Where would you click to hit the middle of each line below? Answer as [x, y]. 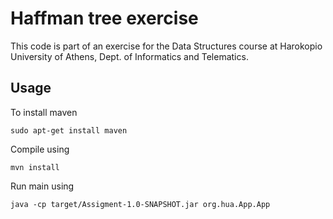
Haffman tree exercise [104, 18]
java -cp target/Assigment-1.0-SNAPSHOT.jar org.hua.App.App [140, 204]
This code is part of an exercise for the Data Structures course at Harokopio [166, 46]
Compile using [40, 149]
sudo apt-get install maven [69, 130]
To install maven [44, 112]
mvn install [35, 167]
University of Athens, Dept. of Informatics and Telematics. [129, 56]
